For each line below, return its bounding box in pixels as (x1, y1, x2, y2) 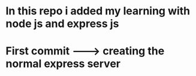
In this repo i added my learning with (5, 4, 191, 18)
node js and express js (5, 17, 119, 31)
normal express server (5, 57, 121, 71)
